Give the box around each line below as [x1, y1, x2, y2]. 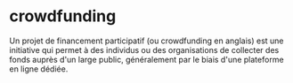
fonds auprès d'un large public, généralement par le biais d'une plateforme [9, 54, 284, 64]
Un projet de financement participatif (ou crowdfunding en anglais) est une [9, 35, 284, 46]
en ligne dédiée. [9, 64, 69, 74]
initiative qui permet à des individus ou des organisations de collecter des [9, 44, 280, 55]
